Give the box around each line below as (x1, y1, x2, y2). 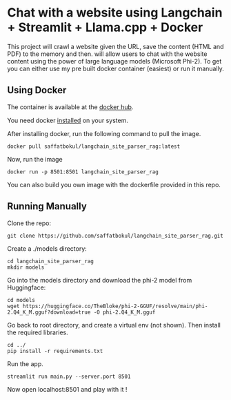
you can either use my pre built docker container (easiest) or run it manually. (7, 64, 224, 73)
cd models (7, 296, 36, 303)
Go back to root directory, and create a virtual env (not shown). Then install (7, 321, 221, 329)
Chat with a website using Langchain (7, 5, 223, 21)
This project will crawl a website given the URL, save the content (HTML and (7, 42, 224, 50)
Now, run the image (7, 155, 63, 163)
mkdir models (7, 264, 45, 271)
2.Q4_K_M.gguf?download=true (7, 309, 91, 316)
